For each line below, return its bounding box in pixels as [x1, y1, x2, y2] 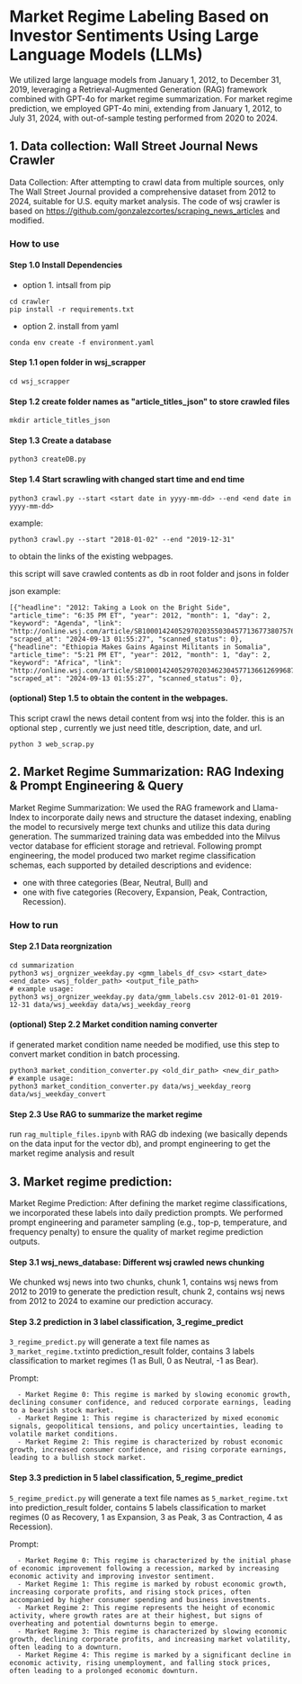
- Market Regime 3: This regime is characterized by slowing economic [17, 1626, 288, 1635]
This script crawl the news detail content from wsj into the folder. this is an [9, 713, 285, 724]
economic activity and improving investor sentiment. [9, 1571, 216, 1580]
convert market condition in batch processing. [9, 1049, 181, 1059]
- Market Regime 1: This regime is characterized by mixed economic [17, 1414, 280, 1423]
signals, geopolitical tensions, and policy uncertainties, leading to [9, 1422, 283, 1431]
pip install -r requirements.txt [9, 304, 135, 314]
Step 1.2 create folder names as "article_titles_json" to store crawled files [9, 396, 290, 407]
